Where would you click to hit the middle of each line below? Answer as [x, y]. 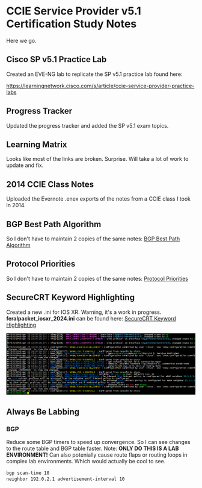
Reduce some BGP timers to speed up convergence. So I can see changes [98, 442]
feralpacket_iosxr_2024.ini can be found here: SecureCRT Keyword [91, 318]
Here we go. [22, 40]
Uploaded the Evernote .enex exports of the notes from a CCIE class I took [99, 199]
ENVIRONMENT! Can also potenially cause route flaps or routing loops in [97, 455]
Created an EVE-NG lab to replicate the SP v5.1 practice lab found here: [94, 74]
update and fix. [25, 165]
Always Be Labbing [43, 412]
